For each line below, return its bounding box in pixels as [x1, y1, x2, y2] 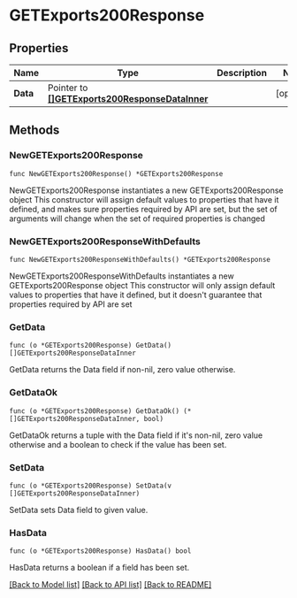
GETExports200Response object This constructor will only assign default [9, 280, 276, 290]
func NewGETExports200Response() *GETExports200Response [9, 169, 224, 178]
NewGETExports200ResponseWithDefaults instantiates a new [9, 271, 234, 281]
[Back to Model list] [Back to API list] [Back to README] [9, 579, 212, 590]
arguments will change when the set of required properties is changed [9, 213, 265, 224]
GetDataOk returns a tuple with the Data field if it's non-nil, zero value [9, 430, 263, 441]
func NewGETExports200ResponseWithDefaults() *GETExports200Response [9, 255, 271, 264]
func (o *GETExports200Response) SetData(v [9, 481, 172, 490]
